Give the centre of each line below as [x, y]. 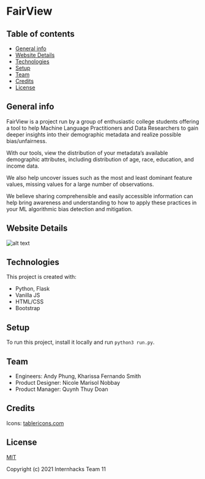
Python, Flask [32, 289]
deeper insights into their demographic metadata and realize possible [94, 134]
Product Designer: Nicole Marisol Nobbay [68, 383]
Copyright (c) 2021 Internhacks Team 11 [56, 469]
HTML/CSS [29, 302]
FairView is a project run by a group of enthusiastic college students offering [103, 121]
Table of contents [40, 34]
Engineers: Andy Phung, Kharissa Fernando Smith [78, 376]
